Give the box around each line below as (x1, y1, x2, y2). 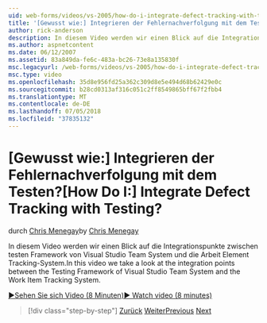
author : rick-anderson (8, 26, 83, 34)
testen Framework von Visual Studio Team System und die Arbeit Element (8, 249, 250, 259)
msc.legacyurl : (8, 63, 59, 71)
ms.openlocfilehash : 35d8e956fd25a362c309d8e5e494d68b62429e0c (8, 78, 222, 86)
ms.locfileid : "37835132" (8, 115, 94, 123)
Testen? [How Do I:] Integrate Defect (8, 183, 250, 201)
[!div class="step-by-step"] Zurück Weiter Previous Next (27, 306, 212, 315)
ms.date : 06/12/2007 (8, 48, 77, 56)
